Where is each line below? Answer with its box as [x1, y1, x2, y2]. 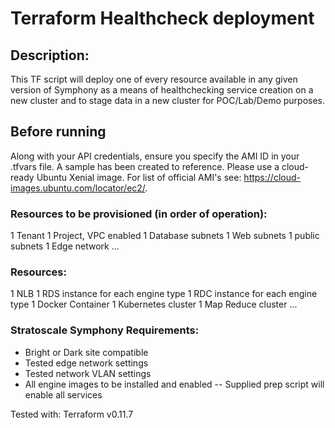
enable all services [24, 388, 103, 401]
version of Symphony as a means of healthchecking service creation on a [10, 84, 314, 96]
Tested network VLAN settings [24, 367, 152, 379]
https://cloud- [243, 171, 301, 183]
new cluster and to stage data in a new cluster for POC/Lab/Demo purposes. [10, 95, 326, 106]
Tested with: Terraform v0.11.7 [10, 408, 134, 420]
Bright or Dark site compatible [24, 346, 149, 358]
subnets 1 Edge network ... [10, 240, 120, 252]
